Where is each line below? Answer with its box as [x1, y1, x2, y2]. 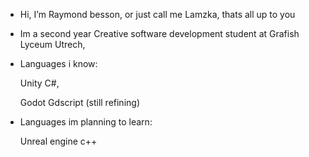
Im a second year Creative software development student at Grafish [19, 28, 300, 39]
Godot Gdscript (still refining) [19, 97, 140, 108]
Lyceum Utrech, [19, 39, 86, 50]
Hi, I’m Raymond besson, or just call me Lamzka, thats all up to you [19, 9, 296, 20]
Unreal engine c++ [19, 135, 98, 147]
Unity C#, [19, 77, 60, 89]
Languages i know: [19, 58, 98, 69]
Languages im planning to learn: [19, 116, 153, 128]
